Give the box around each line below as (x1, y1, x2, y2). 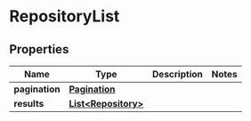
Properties (9, 42, 69, 57)
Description (152, 69, 203, 80)
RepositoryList (9, 6, 120, 27)
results (13, 98, 45, 109)
